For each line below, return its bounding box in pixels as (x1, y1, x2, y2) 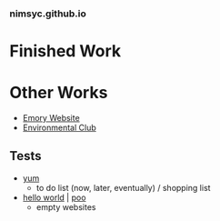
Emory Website (22, 113, 80, 124)
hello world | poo (22, 192, 86, 203)
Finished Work (9, 41, 122, 62)
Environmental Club (22, 122, 97, 134)
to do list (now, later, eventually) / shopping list (35, 182, 211, 193)
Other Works (9, 83, 108, 103)
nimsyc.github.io (9, 7, 86, 20)
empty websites (35, 201, 96, 212)
